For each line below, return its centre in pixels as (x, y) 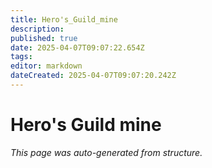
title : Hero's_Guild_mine (64, 19)
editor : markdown (46, 66)
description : (37, 29)
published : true (44, 38)
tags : (21, 57)
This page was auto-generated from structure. (106, 152)
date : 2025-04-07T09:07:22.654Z (77, 47)
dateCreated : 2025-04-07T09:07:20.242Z (93, 76)
